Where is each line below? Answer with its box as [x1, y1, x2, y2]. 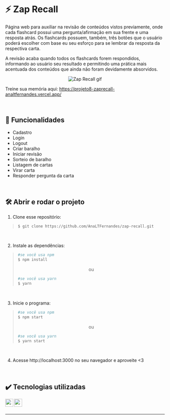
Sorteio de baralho [12, 156, 52, 162]
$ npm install [17, 257, 48, 262]
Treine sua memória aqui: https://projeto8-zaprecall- [5, 85, 115, 92]
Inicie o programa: [12, 300, 51, 306]
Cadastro [12, 129, 32, 135]
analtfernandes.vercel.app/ [5, 91, 62, 97]
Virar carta [12, 167, 35, 173]
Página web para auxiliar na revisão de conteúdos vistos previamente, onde [5, 23, 163, 30]
